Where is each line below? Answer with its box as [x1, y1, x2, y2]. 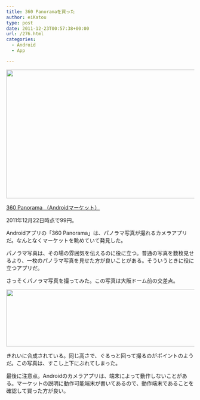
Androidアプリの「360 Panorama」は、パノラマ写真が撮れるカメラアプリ [6, 229, 187, 236]
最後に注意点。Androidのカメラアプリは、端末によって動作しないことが [6, 372, 182, 379]
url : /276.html [6, 31, 44, 37]
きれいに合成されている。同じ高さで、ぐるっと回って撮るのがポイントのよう [6, 352, 194, 359]
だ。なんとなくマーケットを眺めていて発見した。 [6, 236, 127, 244]
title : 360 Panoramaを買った [6, 8, 75, 15]
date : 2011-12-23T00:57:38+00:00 [6, 25, 90, 32]
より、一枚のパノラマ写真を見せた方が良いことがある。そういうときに [11, 257, 184, 264]
